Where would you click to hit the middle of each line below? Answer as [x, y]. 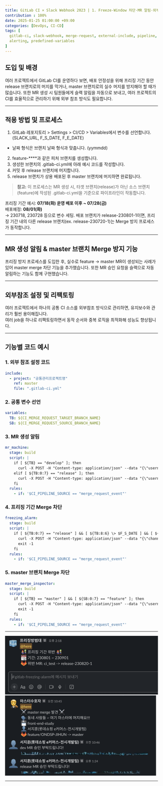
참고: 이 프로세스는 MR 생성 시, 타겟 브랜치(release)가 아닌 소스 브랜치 [83, 187]
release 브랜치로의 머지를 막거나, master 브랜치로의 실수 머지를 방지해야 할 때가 [81, 86]
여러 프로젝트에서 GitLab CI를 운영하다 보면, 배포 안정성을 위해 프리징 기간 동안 [80, 80]
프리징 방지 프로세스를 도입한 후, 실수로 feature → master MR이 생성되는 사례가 [81, 262]
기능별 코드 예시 [27, 347]
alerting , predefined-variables [42, 41]
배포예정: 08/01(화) [24, 210]
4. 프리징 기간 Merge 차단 [33, 507]
